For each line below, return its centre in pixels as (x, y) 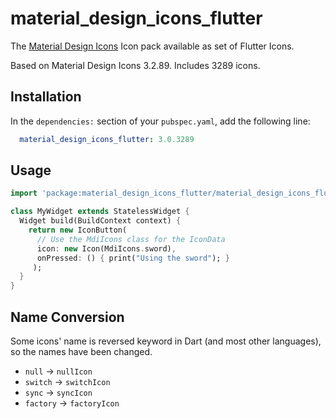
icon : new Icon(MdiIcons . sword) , (106, 248)
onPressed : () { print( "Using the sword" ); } (133, 258)
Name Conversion (67, 317)
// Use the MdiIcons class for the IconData (131, 239)
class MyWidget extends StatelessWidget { (100, 212)
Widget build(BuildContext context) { (100, 221)
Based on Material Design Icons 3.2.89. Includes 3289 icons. (135, 65)
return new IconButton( (78, 230)
